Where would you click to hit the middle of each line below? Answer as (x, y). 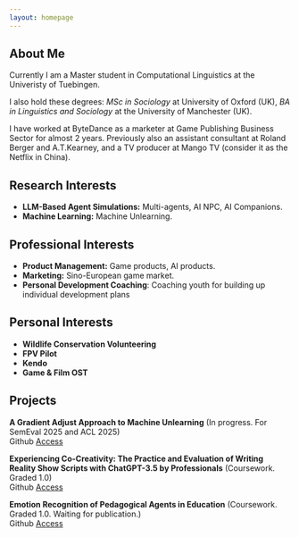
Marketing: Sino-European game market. (98, 276)
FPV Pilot (40, 353)
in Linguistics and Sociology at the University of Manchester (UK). (131, 112)
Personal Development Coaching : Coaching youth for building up (144, 285)
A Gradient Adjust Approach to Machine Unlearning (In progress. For (138, 422)
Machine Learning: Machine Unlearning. (97, 216)
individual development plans (76, 295)
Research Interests (63, 185)
